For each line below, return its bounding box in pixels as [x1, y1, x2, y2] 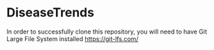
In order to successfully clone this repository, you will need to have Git [6, 27, 207, 36]
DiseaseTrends [6, 5, 95, 21]
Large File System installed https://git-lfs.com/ [6, 34, 139, 42]
